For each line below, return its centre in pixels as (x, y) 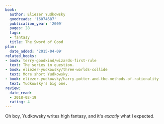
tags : (15, 33)
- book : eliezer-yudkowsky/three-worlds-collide (56, 70)
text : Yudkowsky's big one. (39, 83)
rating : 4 (20, 102)
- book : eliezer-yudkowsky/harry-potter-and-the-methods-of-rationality (82, 79)
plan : (11, 47)
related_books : (21, 56)
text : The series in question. (42, 65)
